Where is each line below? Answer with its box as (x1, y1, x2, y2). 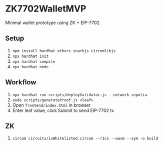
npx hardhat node (12, 64, 49, 69)
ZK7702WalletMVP (5, 3, 86, 15)
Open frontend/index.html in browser (12, 102, 91, 108)
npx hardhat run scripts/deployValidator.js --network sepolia (12, 92, 147, 97)
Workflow (5, 78, 36, 87)
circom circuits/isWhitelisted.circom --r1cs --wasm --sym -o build (12, 136, 158, 141)
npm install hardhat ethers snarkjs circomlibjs (12, 48, 116, 53)
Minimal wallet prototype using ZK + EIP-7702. (5, 20, 101, 26)
